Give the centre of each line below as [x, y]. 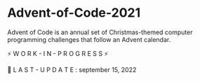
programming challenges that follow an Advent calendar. [89, 39]
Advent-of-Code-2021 [74, 13]
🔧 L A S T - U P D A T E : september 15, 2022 [72, 69]
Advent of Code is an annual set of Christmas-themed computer [100, 32]
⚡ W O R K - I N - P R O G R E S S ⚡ [58, 53]
